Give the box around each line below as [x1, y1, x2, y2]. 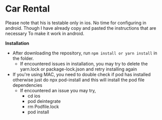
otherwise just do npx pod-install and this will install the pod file [12, 77, 145, 83]
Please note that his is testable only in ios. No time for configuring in [5, 20, 147, 26]
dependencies [12, 82, 43, 88]
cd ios [27, 93, 41, 99]
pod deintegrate [27, 98, 61, 104]
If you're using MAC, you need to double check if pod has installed [12, 71, 151, 77]
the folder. [12, 55, 34, 61]
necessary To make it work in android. [5, 30, 85, 36]
